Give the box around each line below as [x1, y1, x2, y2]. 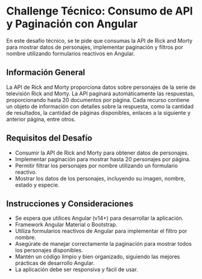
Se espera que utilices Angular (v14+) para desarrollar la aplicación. [14, 214, 184, 222]
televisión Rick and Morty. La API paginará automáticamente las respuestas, [6, 89, 195, 97]
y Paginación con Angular [6, 17, 138, 31]
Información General [6, 68, 86, 78]
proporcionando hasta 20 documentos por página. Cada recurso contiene [6, 96, 190, 103]
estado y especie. [14, 181, 60, 188]
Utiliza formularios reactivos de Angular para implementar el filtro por [14, 228, 188, 235]
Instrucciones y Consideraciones [6, 198, 134, 209]
